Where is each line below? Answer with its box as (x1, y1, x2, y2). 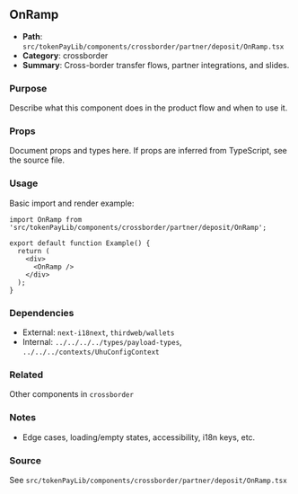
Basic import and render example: (9, 198, 135, 208)
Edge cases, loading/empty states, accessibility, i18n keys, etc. (22, 431, 256, 443)
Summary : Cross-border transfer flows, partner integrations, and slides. (22, 59, 290, 70)
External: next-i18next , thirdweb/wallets (22, 327, 175, 338)
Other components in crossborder (9, 389, 135, 400)
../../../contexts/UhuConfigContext (22, 348, 160, 357)
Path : (22, 31, 43, 41)
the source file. (9, 154, 66, 165)
